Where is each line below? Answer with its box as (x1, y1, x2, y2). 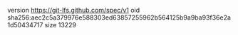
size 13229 (44, 21, 77, 29)
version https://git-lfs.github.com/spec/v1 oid (7, 6, 140, 14)
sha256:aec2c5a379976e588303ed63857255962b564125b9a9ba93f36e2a (7, 13, 232, 22)
